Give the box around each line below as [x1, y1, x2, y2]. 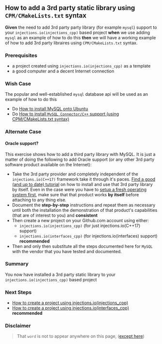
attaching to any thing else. [12, 197, 66, 203]
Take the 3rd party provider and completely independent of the [12, 171, 138, 177]
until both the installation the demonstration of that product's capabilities [12, 207, 158, 213]
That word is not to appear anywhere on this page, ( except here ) [16, 333, 145, 339]
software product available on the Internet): [5, 161, 92, 167]
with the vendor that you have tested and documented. [12, 248, 122, 254]
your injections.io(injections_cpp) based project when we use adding [5, 29, 150, 35]
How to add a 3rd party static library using [5, 4, 135, 12]
